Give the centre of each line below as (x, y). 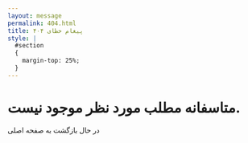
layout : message (35, 16)
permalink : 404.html (42, 23)
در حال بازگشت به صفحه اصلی (54, 130)
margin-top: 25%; (51, 61)
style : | (22, 38)
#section (29, 46)
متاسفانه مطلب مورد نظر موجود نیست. (124, 107)
